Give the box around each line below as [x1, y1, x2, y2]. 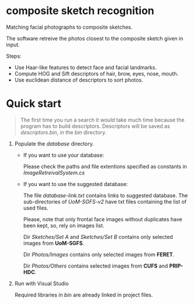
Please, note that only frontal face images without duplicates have [23, 215, 182, 222]
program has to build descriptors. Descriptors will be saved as [20, 122, 171, 130]
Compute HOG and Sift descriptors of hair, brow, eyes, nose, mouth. [14, 70, 179, 77]
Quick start [6, 97, 61, 110]
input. [6, 41, 20, 48]
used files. [23, 204, 49, 211]
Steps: [6, 52, 22, 59]
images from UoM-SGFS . [23, 239, 85, 246]
